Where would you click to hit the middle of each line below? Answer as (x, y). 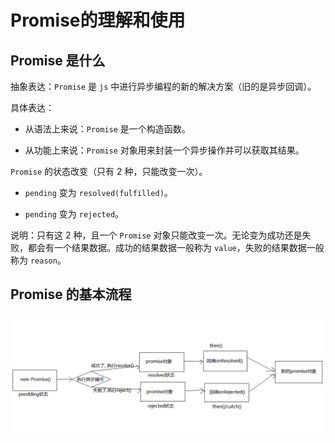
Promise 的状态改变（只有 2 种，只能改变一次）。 (109, 171)
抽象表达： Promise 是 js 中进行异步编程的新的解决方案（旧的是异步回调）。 (163, 86)
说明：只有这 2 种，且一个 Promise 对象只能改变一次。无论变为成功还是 (156, 235)
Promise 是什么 (58, 60)
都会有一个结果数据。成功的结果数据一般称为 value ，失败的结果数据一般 (176, 247)
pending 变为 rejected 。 (74, 214)
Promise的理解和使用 (98, 20)
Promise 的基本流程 (71, 294)
